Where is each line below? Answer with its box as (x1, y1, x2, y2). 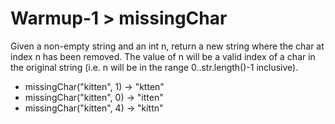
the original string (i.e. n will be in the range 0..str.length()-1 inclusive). (10, 61, 299, 73)
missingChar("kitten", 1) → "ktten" (24, 80, 165, 92)
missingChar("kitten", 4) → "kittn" (24, 102, 164, 114)
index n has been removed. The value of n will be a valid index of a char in (10, 50, 316, 62)
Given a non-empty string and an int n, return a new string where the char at (10, 40, 325, 52)
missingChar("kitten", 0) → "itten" (24, 91, 164, 103)
